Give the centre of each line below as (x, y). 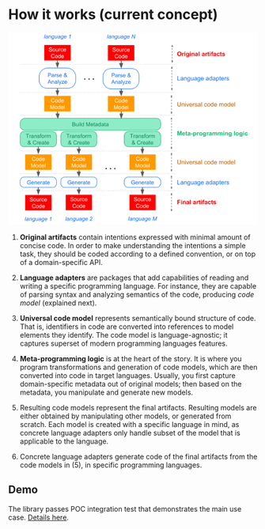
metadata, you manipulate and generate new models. (106, 392)
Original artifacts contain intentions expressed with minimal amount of (135, 237)
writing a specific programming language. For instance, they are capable (138, 286)
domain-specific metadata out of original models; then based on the (131, 384)
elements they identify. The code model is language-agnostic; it (123, 335)
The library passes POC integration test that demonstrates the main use (125, 508)
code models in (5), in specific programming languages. (111, 465)
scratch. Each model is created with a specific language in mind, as (129, 425)
